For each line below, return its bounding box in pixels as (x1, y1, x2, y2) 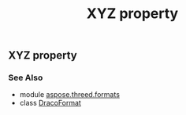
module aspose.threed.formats (19, 90, 121, 99)
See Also (8, 72, 43, 83)
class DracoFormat (19, 99, 81, 108)
